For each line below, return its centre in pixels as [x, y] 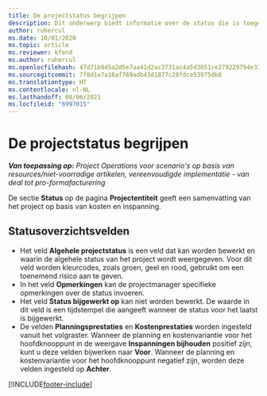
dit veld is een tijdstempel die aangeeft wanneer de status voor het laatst [139, 309]
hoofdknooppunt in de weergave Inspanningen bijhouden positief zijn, [136, 344]
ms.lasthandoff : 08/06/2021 [55, 97]
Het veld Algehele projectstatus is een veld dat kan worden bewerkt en [137, 250]
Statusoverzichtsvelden [69, 231]
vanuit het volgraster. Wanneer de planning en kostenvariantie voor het [136, 335]
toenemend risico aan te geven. [72, 276]
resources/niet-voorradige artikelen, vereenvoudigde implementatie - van [129, 174]
